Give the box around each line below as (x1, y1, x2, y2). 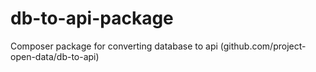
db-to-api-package (10, 7, 174, 30)
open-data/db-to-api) (10, 50, 100, 62)
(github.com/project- (219, 40, 307, 52)
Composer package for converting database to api (10, 40, 218, 52)
